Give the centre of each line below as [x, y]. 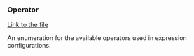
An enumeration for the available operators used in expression [97, 38]
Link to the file [28, 25]
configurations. [29, 46]
